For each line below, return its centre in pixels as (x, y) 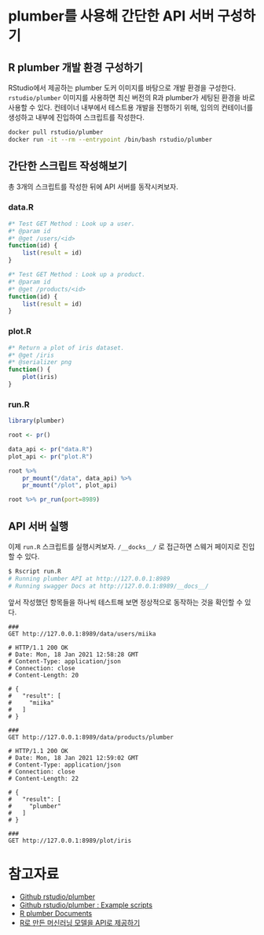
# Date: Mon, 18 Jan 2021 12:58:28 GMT (73, 655)
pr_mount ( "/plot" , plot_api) (70, 485)
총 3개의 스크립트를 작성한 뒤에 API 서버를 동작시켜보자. (93, 187)
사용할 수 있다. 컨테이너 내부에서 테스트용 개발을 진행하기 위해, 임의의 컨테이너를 (131, 108)
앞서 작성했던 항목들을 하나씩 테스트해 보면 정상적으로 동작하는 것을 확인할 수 (126, 602)
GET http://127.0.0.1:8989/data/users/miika (82, 634)
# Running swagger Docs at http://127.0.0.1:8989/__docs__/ (109, 586)
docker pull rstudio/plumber (56, 132)
